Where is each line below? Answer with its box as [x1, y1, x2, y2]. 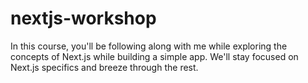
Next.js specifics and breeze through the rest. [10, 61, 199, 73]
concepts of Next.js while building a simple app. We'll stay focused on [10, 50, 299, 62]
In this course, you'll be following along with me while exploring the [10, 40, 288, 52]
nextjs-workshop [10, 7, 157, 30]
